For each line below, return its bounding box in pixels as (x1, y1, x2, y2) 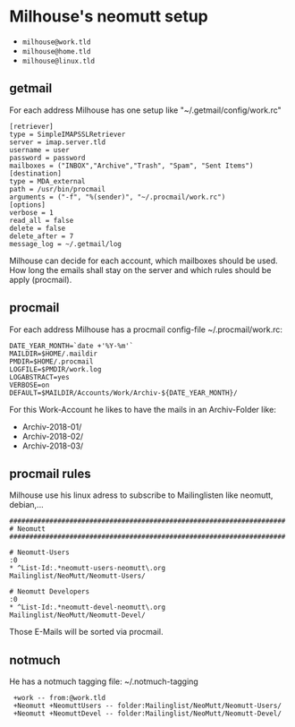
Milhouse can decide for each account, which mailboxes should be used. (9, 255, 279, 266)
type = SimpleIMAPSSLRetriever (9, 130, 126, 139)
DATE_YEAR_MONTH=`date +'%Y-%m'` (9, 341, 134, 350)
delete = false (9, 224, 66, 233)
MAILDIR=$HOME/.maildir (9, 349, 98, 358)
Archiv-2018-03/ (21, 440, 84, 451)
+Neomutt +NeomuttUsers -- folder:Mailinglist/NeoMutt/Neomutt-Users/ (13, 701, 282, 711)
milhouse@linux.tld (21, 56, 96, 65)
